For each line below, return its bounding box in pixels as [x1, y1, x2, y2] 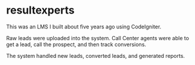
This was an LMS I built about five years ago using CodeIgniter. [6, 23, 162, 30]
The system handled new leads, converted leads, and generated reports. [6, 52, 185, 59]
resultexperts [6, 4, 75, 17]
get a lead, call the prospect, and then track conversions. [6, 41, 147, 48]
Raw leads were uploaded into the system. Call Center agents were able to [6, 34, 190, 41]
